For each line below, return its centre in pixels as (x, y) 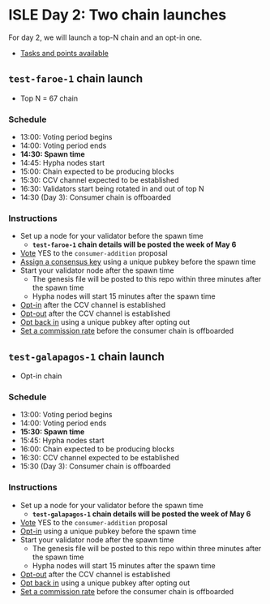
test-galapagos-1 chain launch (86, 356)
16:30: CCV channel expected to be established (100, 458)
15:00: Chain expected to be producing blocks (97, 171)
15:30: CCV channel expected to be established (100, 180)
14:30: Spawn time (52, 154)
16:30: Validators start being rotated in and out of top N (112, 189)
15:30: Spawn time (52, 432)
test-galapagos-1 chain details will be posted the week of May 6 (141, 514)
